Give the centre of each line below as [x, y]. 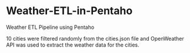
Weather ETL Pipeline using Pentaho [50, 27]
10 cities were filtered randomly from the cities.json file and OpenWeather [95, 38]
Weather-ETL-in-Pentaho [69, 11]
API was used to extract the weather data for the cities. [73, 45]
